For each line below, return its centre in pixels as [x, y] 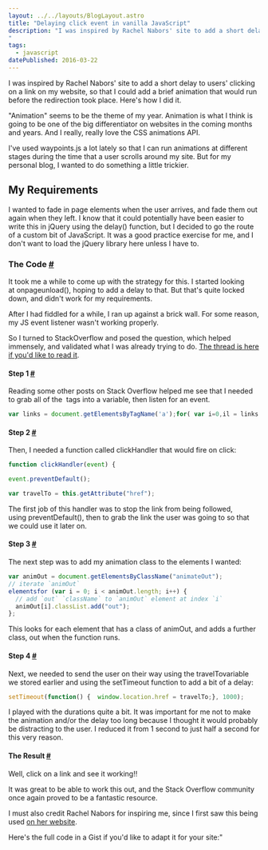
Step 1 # [22, 373]
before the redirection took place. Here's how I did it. [95, 100]
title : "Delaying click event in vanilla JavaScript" [100, 23]
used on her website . [43, 821]
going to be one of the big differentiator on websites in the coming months [130, 124]
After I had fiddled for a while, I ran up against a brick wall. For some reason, [134, 313]
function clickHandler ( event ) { [62, 465]
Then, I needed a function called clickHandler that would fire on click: [122, 450]
